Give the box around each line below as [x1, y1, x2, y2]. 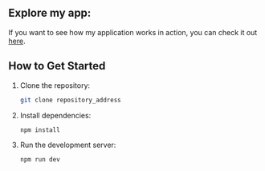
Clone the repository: [19, 80, 91, 90]
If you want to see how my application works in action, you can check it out [8, 27, 258, 37]
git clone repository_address [19, 96, 122, 104]
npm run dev [19, 156, 60, 164]
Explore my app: [8, 6, 92, 20]
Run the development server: [19, 140, 116, 150]
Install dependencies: [19, 110, 92, 120]
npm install [19, 125, 60, 134]
